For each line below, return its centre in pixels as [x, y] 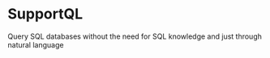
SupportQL [45, 14]
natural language [36, 44]
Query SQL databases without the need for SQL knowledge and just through [135, 36]
